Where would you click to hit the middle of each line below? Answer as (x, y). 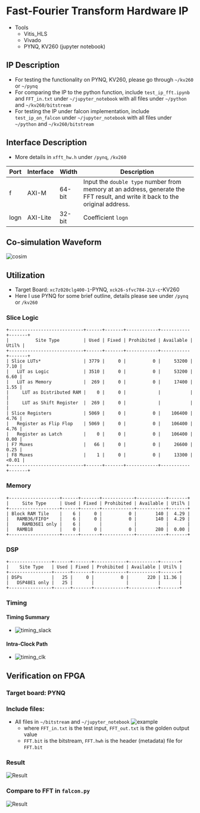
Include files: (25, 709)
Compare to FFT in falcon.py (48, 791)
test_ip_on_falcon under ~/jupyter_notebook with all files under (93, 117)
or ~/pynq (26, 86)
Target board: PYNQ (36, 693)
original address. (107, 204)
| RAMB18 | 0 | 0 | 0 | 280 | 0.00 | (98, 529)
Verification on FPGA (46, 676)
